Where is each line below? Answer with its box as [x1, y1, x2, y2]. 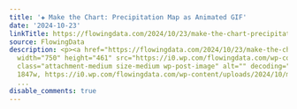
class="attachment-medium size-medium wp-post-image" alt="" [17, 62, 247, 71]
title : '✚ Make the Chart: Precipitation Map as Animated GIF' [9, 12, 247, 22]
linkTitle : [9, 29, 49, 38]
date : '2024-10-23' [9, 21, 81, 30]
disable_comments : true [9, 86, 97, 95]
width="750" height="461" [17, 54, 113, 62]
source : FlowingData [9, 37, 86, 47]
